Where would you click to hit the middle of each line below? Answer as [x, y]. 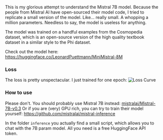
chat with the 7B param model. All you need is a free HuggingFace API [75, 128]
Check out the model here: [32, 52]
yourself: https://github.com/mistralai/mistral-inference [60, 113]
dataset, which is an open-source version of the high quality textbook [75, 37]
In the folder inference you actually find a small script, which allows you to [80, 123]
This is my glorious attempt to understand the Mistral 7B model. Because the [82, 7]
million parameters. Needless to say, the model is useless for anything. [76, 22]
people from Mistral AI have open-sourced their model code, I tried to [75, 12]
